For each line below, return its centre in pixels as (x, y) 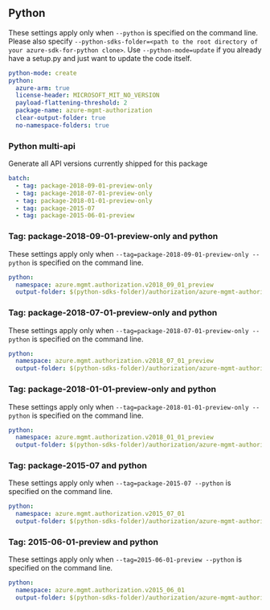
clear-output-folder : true (61, 118)
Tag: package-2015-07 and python (78, 466)
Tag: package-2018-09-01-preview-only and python (113, 237)
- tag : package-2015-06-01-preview (75, 216)
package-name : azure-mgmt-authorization (84, 111)
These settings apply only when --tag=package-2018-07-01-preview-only (129, 330)
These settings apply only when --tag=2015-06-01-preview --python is (125, 559)
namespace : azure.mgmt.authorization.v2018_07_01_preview (115, 361)
